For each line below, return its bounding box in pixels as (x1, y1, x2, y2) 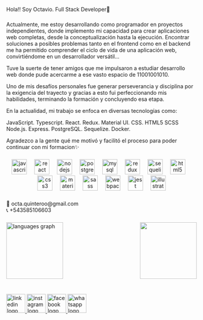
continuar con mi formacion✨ (6, 143, 80, 150)
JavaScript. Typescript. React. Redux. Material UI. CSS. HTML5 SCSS (6, 118, 179, 126)
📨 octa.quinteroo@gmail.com (6, 200, 79, 207)
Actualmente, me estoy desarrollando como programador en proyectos (6, 21, 183, 28)
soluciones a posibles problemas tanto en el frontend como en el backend (6, 40, 191, 47)
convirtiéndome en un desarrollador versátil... (6, 53, 120, 60)
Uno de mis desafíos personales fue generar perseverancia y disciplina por (6, 82, 193, 90)
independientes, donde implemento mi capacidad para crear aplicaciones (6, 27, 190, 34)
